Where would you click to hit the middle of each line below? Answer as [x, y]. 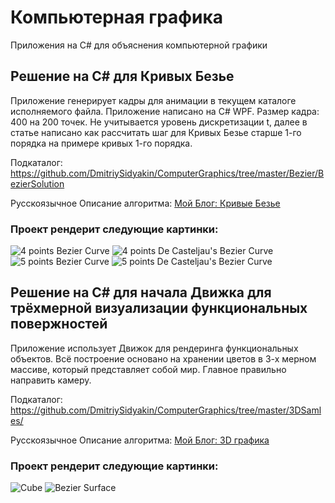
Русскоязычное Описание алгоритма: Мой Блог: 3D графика [140, 440]
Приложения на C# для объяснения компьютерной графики [139, 45]
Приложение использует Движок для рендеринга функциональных [154, 348]
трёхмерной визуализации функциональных [159, 308]
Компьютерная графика [117, 17]
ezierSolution [37, 183]
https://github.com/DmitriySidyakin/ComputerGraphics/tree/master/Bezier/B [167, 173]
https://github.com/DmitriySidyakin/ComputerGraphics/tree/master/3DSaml [166, 410]
